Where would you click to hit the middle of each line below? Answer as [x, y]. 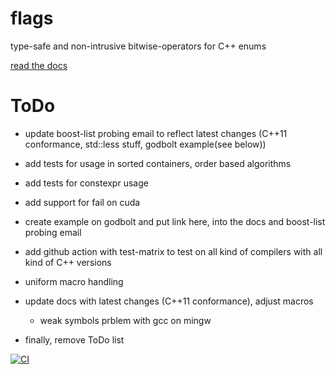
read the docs [39, 65]
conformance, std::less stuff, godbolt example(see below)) [145, 144]
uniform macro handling [74, 281]
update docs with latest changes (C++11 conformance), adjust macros [169, 301]
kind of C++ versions [68, 262]
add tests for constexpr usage [86, 183]
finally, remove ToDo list [74, 339]
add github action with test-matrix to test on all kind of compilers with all [173, 251]
